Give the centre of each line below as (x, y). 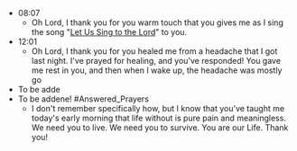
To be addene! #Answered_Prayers (83, 99)
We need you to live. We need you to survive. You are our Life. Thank (160, 128)
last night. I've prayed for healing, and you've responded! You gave (156, 61)
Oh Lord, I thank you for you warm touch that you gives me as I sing (158, 22)
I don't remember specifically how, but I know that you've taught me (158, 108)
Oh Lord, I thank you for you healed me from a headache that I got (154, 51)
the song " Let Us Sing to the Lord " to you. (109, 32)
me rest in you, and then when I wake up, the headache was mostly (157, 70)
